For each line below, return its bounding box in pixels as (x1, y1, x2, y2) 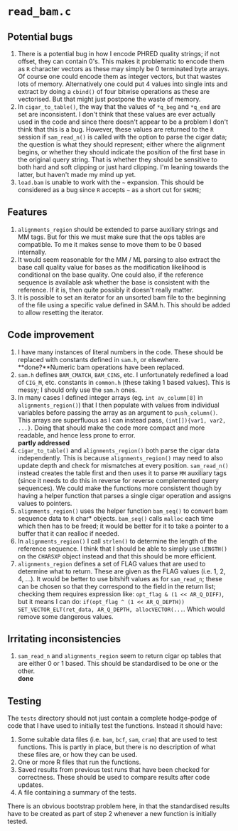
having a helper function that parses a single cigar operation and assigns (17, 491, 232, 499)
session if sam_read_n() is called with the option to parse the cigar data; (17, 133, 227, 141)
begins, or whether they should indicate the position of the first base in (17, 148, 226, 156)
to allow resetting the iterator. (17, 308, 104, 317)
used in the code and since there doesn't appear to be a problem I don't (17, 117, 229, 126)
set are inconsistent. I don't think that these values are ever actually (17, 110, 216, 118)
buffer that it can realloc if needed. (17, 529, 119, 538)
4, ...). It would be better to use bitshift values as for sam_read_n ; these (17, 574, 222, 583)
